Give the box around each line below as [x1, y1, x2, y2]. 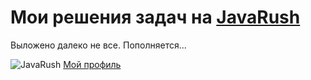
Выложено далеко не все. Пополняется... [10, 39, 187, 51]
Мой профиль [63, 58, 122, 70]
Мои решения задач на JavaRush [10, 6, 301, 29]
